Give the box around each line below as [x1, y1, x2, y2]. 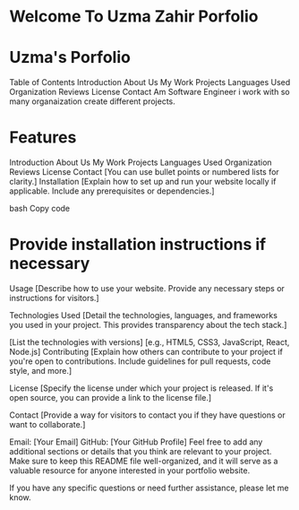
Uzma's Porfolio [9, 48, 132, 68]
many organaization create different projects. [9, 96, 176, 107]
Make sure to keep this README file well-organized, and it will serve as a [9, 455, 278, 466]
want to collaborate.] [9, 419, 86, 429]
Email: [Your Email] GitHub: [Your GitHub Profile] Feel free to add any [9, 437, 263, 447]
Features [9, 127, 77, 148]
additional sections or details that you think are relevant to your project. [9, 446, 272, 456]
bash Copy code [9, 203, 71, 214]
